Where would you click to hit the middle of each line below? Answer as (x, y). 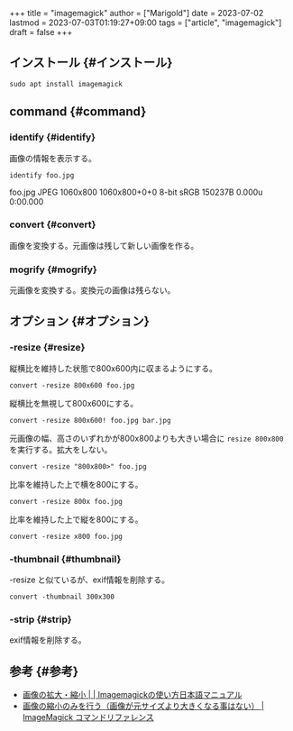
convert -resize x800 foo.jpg (66, 536)
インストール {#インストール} (91, 63)
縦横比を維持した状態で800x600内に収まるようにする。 (114, 368)
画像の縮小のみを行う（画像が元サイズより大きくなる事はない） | (143, 706)
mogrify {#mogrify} (53, 270)
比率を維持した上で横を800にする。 (76, 484)
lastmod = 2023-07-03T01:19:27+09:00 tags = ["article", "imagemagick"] (146, 23)
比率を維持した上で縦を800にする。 (76, 519)
